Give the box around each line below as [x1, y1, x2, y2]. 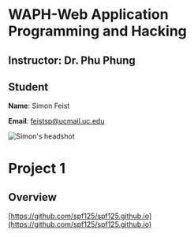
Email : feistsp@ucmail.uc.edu [8, 117, 105, 126]
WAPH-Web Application [8, 6, 169, 24]
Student [8, 80, 49, 94]
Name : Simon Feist [8, 101, 70, 111]
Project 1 [8, 159, 65, 177]
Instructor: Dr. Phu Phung [8, 54, 136, 67]
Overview [8, 191, 58, 204]
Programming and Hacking [8, 22, 188, 40]
